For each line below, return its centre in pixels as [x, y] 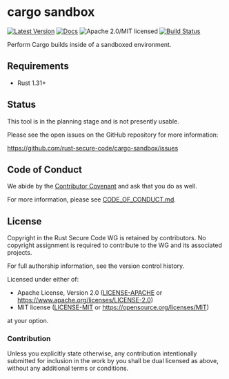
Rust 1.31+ [31, 83]
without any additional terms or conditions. [68, 368]
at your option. [28, 321]
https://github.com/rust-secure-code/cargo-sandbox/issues [93, 148]
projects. [20, 253]
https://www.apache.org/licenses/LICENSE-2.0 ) [85, 300]
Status [22, 105]
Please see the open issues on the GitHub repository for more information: [113, 135]
